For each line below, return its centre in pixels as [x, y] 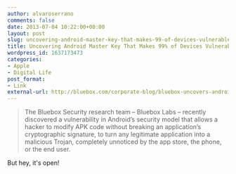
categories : [25, 60]
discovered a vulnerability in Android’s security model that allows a [121, 119]
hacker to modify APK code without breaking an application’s [113, 127]
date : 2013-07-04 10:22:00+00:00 [56, 27]
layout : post [26, 33]
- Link [17, 86]
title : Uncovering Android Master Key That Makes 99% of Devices [105, 46]
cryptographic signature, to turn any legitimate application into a [117, 135]
